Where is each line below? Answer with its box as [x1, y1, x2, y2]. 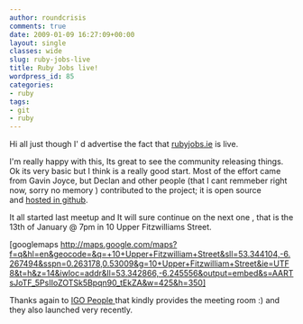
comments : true [9, 22, 67, 31]
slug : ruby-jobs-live [9, 55, 91, 64]
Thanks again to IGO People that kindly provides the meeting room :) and [9, 295, 280, 306]
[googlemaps [9, 239, 59, 250]
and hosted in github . [9, 195, 88, 206]
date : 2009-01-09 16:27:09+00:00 [9, 30, 135, 39]
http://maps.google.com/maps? [60, 239, 178, 250]
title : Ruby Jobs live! [9, 64, 99, 73]
